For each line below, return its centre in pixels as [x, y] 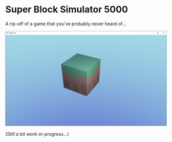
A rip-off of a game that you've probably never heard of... [66, 24]
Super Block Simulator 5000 [67, 10]
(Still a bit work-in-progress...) [37, 134]
